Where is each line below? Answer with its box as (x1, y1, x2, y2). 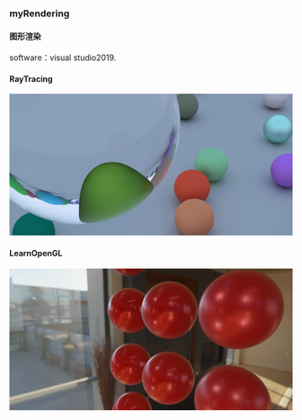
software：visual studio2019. (9, 52, 117, 63)
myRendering (9, 7, 70, 20)
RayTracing (9, 73, 53, 84)
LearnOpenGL (9, 247, 63, 258)
